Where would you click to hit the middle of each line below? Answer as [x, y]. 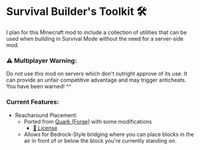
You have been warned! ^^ [39, 86]
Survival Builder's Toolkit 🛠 [77, 12]
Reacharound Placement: [46, 115]
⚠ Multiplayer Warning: [41, 61]
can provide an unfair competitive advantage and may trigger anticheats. [96, 80]
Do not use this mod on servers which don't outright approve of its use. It [97, 74]
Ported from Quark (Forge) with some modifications [88, 121]
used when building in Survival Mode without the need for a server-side [95, 38]
